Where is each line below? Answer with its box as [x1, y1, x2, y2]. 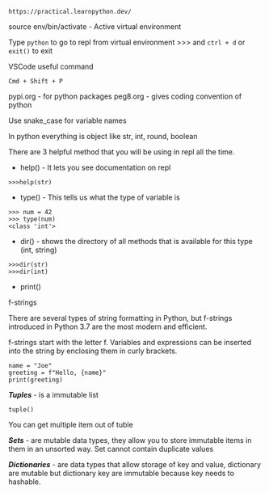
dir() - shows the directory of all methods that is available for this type [19, 237, 253, 246]
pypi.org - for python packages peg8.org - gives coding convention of [8, 91, 242, 101]
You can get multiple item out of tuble [8, 420, 133, 429]
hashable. [8, 477, 41, 487]
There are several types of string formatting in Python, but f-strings [8, 314, 233, 322]
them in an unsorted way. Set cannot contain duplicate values [8, 445, 214, 453]
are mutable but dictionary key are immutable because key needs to [8, 469, 234, 478]
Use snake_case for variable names [8, 116, 127, 125]
